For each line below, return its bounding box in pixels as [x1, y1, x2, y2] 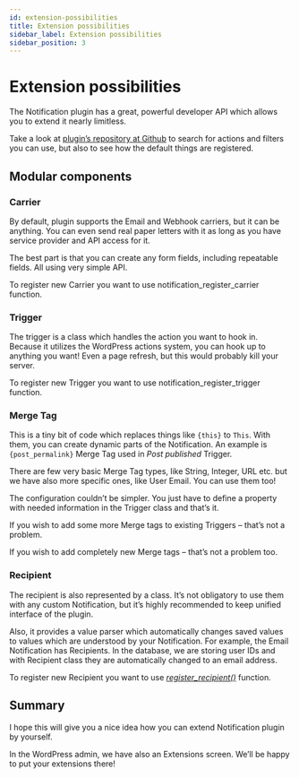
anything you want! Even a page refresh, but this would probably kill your [9, 350, 279, 361]
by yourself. [9, 731, 54, 742]
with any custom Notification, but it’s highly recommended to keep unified [9, 599, 282, 609]
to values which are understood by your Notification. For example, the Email [9, 635, 289, 646]
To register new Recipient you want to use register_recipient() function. [9, 671, 271, 682]
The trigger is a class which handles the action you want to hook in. [9, 332, 258, 342]
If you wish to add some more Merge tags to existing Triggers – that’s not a [9, 520, 286, 531]
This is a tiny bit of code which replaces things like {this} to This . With [9, 429, 271, 440]
